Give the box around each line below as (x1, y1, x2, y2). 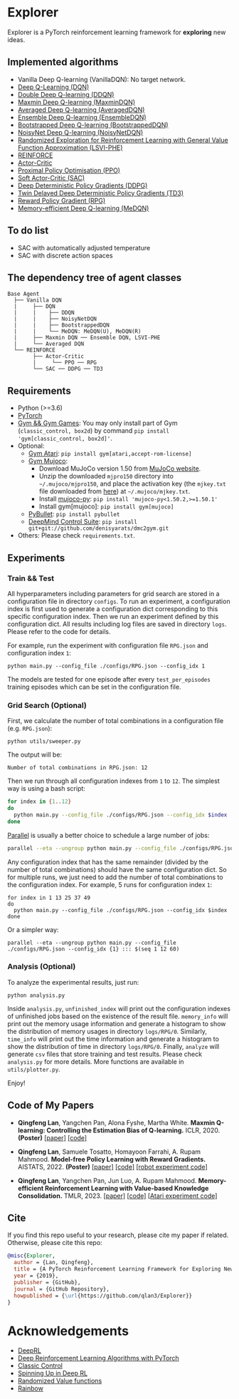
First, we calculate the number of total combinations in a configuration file (7, 717, 224, 725)
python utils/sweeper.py (7, 738, 81, 745)
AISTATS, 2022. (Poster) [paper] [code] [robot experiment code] (17, 1162, 208, 1171)
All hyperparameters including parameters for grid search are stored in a (7, 589, 220, 598)
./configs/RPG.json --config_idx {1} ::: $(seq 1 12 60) (7, 946, 180, 953)
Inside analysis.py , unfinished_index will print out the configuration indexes (7, 1004, 231, 1013)
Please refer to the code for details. (7, 627, 111, 635)
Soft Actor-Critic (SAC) (17, 173, 85, 182)
